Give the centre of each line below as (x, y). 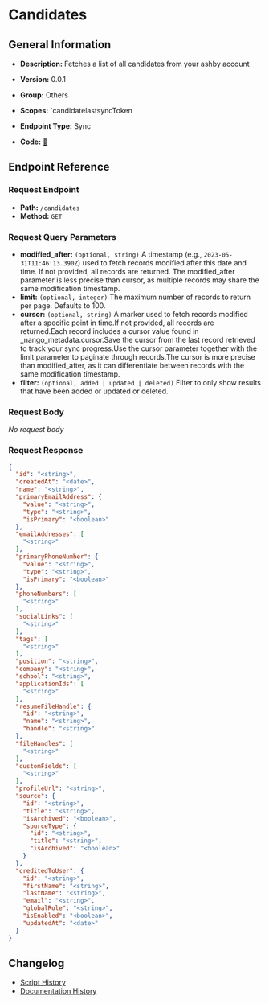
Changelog (37, 963)
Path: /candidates (50, 208)
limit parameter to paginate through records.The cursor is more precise (137, 356)
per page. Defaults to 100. (63, 305)
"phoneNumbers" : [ (47, 594)
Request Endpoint (44, 190)
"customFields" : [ (47, 766)
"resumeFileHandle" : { (53, 706)
